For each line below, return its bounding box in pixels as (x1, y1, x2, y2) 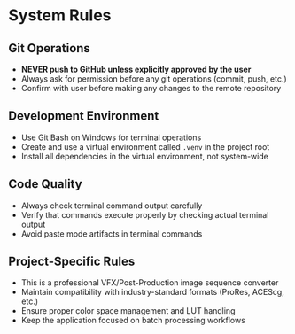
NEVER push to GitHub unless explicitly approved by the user (20, 64, 252, 74)
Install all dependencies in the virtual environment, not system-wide (20, 151, 269, 161)
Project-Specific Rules (8, 254, 136, 269)
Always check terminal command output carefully (20, 200, 203, 211)
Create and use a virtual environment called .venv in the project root (20, 141, 270, 151)
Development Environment (8, 108, 159, 124)
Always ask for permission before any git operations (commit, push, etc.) (20, 74, 287, 84)
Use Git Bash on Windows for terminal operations (20, 132, 202, 143)
